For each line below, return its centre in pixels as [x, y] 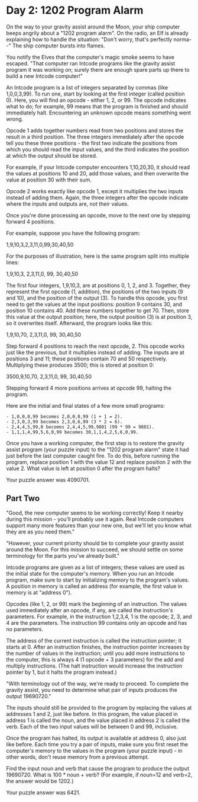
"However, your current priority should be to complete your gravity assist [95, 543]
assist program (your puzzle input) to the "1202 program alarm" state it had [98, 449]
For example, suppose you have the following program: [73, 233]
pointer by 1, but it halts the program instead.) [61, 672]
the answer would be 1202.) [40, 781]
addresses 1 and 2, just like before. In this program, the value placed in [92, 714]
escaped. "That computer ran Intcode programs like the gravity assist [91, 63]
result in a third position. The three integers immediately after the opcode [95, 136]
